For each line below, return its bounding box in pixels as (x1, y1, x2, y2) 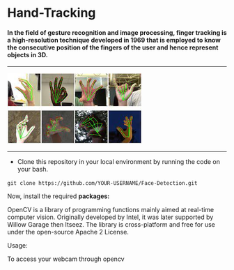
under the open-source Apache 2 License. (7, 228, 129, 237)
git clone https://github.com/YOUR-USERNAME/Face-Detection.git (7, 180, 198, 187)
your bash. (17, 165, 49, 174)
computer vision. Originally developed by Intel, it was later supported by (7, 213, 214, 221)
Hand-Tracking (7, 5, 96, 21)
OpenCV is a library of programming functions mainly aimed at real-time (7, 206, 214, 214)
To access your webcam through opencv (7, 255, 125, 263)
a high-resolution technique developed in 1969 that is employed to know (7, 36, 221, 44)
